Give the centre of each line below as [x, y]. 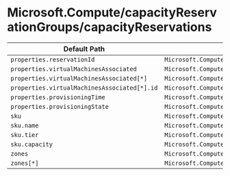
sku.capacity [32, 144]
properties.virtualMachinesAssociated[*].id [84, 88]
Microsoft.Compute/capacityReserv [112, 13]
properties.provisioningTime [58, 97]
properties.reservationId [53, 59]
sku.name [25, 125]
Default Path [84, 49]
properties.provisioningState [60, 106]
